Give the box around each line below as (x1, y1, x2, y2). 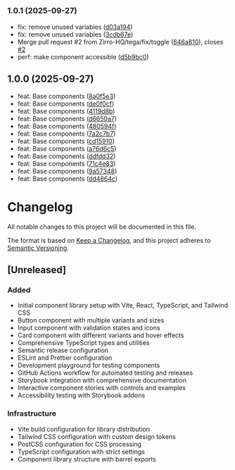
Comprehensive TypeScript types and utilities (17, 339, 150, 347)
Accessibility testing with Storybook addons (17, 391, 146, 399)
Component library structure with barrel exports (17, 454, 157, 463)
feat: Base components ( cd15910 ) (17, 137, 115, 145)
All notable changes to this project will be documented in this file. (7, 222, 197, 231)
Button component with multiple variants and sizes (17, 316, 165, 325)
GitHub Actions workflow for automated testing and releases (17, 368, 193, 377)
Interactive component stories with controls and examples (17, 384, 186, 392)
